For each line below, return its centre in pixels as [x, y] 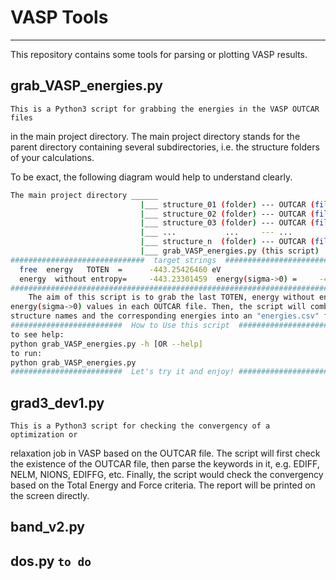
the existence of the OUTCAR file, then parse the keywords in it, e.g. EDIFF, [165, 464]
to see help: [37, 334]
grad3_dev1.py [57, 402]
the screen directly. [50, 496]
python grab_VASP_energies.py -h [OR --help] [106, 344]
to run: [26, 353]
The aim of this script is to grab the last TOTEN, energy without [171, 297]
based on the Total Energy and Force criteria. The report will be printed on [163, 485]
